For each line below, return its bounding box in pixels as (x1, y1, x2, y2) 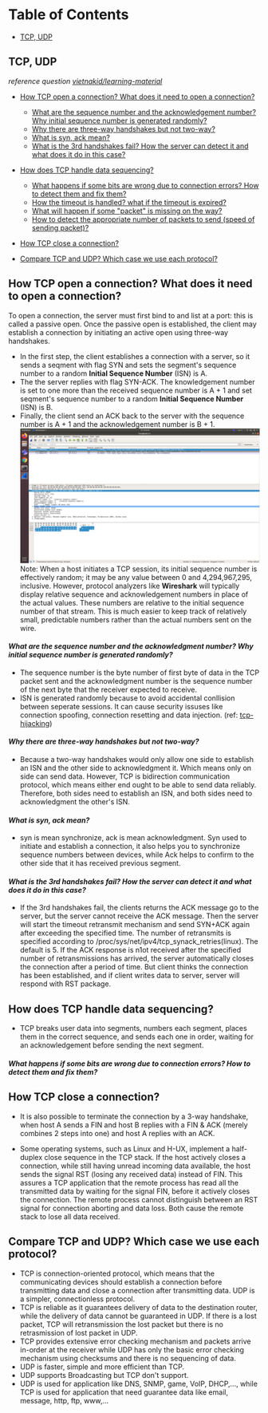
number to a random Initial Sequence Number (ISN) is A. (19, 369, 208, 378)
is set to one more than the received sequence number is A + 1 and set (19, 385, 253, 395)
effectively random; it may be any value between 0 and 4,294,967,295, (19, 572, 253, 582)
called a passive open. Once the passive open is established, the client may (8, 319, 257, 329)
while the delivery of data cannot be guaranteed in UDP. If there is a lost (19, 1311, 257, 1320)
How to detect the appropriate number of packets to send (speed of (31, 214, 255, 224)
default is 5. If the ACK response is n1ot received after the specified (19, 945, 242, 955)
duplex (19, 1152, 43, 1162)
